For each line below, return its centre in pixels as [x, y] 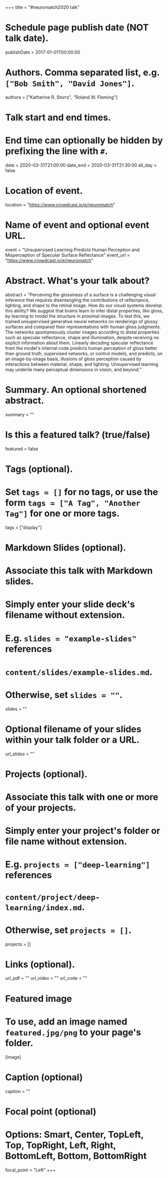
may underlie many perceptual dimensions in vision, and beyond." [73, 369]
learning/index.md [44, 908]
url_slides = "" [20, 754]
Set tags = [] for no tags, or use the [82, 492]
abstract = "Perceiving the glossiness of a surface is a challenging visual [80, 294]
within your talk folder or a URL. [72, 740]
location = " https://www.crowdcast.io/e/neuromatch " [60, 205]
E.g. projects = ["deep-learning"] [78, 865]
